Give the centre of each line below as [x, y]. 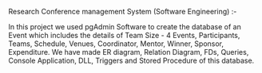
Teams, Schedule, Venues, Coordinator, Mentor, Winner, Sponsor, [116, 44]
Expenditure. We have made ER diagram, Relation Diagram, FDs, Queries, [129, 52]
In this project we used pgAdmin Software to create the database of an [125, 27]
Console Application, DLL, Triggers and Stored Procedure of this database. [131, 60]
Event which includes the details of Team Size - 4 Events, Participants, [124, 35]
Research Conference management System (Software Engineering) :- [123, 12]
